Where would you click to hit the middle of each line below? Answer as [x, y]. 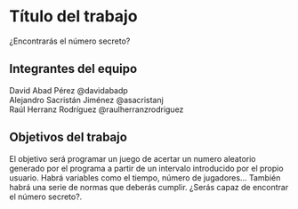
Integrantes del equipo [73, 69]
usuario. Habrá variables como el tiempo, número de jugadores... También [145, 177]
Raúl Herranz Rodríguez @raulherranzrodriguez [97, 109]
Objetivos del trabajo [68, 137]
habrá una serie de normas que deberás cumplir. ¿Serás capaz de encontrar [149, 187]
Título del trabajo [73, 16]
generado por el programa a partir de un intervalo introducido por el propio [146, 168]
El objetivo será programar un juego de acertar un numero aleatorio [133, 158]
